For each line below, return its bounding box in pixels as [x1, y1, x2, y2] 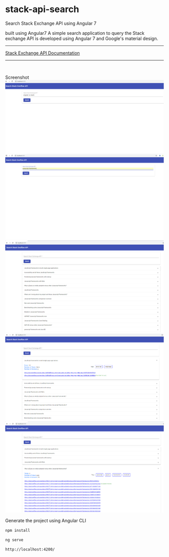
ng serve [5, 537, 24, 543]
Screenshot [5, 74, 29, 80]
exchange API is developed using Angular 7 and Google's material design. [5, 35, 158, 41]
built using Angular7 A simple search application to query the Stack [5, 30, 145, 36]
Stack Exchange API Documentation [5, 50, 80, 56]
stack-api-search [5, 4, 79, 15]
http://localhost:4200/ [5, 547, 55, 552]
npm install [5, 528, 30, 533]
